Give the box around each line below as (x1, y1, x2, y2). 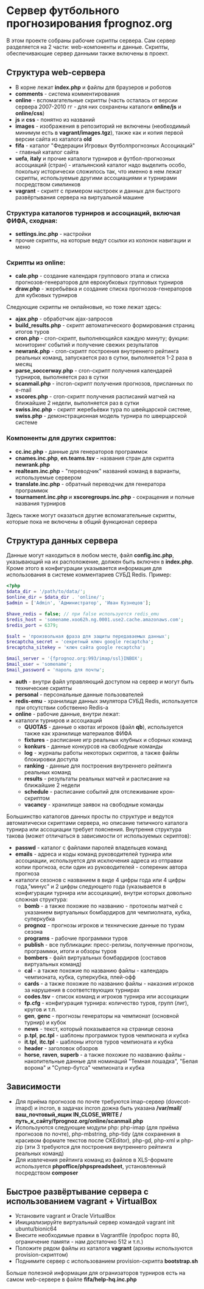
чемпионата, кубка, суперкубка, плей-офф (24, 973, 136, 981)
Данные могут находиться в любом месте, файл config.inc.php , (6, 552, 174, 559)
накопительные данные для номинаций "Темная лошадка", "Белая (24, 1058, 198, 1065)
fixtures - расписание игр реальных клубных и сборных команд (24, 736, 192, 743)
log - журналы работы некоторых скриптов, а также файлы (24, 749, 180, 756)
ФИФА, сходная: (6, 216, 58, 225)
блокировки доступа (24, 755, 79, 763)
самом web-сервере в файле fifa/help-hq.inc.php (6, 1276, 137, 1283)
